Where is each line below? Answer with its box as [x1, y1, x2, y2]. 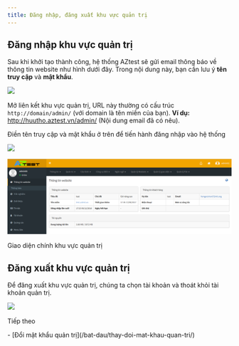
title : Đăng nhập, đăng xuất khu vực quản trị [7, 11, 148, 19]
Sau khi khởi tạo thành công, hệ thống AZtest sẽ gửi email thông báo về [7, 58, 217, 66]
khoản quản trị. [7, 288, 52, 297]
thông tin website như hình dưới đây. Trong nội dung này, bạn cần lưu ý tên [7, 65, 228, 74]
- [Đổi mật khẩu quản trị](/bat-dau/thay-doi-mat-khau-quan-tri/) [7, 331, 196, 340]
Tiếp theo [7, 317, 36, 325]
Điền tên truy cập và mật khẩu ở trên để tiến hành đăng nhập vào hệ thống [7, 130, 226, 139]
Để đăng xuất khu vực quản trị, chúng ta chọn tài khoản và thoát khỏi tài [7, 281, 219, 290]
